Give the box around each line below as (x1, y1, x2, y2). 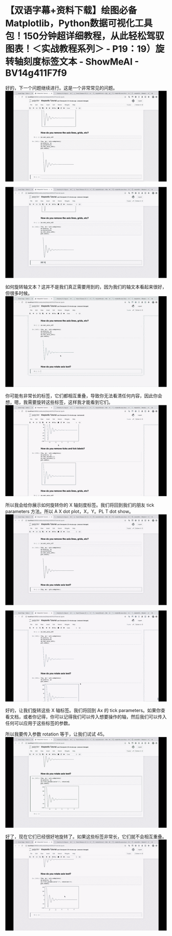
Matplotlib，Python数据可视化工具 (5, 17, 153, 29)
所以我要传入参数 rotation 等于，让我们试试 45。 (5, 731, 107, 737)
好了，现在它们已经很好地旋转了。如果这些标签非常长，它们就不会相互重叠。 (5, 833, 167, 840)
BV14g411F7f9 (5, 67, 68, 79)
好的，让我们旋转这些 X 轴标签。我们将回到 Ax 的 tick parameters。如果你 (5, 707, 161, 713)
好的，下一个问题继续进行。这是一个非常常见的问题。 (5, 85, 118, 91)
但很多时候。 (5, 290, 32, 296)
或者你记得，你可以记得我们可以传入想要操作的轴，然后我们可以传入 (23, 714, 167, 720)
